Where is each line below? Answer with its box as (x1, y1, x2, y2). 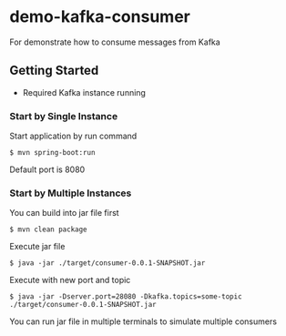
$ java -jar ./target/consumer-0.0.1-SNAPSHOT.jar (9, 259, 206, 268)
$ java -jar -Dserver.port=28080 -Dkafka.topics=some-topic (9, 292, 243, 301)
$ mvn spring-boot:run (9, 148, 96, 158)
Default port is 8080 (9, 164, 86, 175)
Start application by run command (9, 130, 138, 142)
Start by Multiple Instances (9, 187, 132, 199)
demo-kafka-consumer (9, 6, 191, 27)
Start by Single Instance (9, 109, 118, 122)
